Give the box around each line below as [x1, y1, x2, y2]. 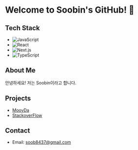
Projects [5, 94, 31, 103]
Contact [5, 127, 30, 135]
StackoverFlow [12, 112, 42, 118]
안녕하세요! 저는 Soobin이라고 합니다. [5, 80, 77, 86]
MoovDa [12, 107, 29, 113]
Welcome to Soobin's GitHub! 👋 [5, 4, 135, 16]
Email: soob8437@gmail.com [12, 139, 71, 145]
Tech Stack [5, 24, 40, 32]
